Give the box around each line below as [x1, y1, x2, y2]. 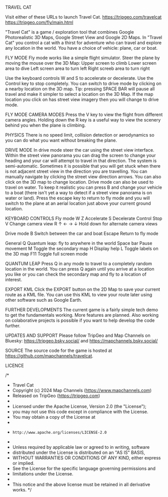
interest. [5, 277, 22, 283]
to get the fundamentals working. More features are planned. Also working [5, 312, 159, 318]
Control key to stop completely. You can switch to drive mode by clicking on [5, 80, 161, 86]
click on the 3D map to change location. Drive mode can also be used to [5, 179, 154, 185]
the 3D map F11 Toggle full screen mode [5, 251, 88, 257]
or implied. [12, 460, 35, 466]
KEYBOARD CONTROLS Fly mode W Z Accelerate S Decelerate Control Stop [5, 215, 162, 221]
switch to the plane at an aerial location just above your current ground [5, 200, 151, 206]
